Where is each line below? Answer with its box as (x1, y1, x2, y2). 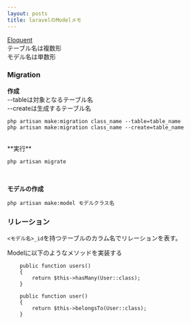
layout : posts (7, 10, 48, 17)
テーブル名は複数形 (7, 44, 62, 52)
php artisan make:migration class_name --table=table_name (7, 118, 181, 125)
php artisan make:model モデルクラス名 (7, 199, 115, 206)
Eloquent (7, 35, 33, 44)
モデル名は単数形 (7, 53, 56, 61)
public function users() (19, 262, 91, 270)
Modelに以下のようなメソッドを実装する (7, 249, 122, 257)
